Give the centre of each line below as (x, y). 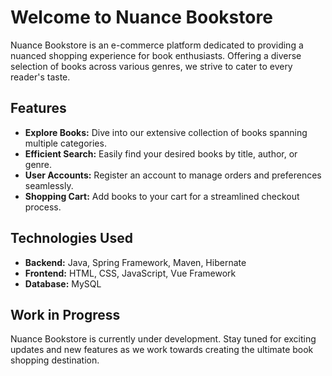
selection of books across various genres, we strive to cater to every (151, 66)
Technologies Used (71, 238)
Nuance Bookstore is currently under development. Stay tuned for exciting (163, 339)
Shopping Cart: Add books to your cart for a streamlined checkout (162, 196)
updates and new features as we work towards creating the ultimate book (162, 350)
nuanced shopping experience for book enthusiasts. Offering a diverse (156, 55)
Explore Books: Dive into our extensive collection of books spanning (166, 132)
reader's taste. (40, 77)
